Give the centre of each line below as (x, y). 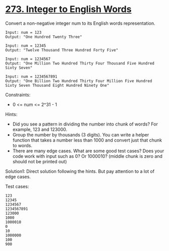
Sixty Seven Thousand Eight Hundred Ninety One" (57, 85)
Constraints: (18, 95)
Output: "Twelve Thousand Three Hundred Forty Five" (62, 50)
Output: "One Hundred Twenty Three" (44, 37)
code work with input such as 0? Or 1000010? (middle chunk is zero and (88, 156)
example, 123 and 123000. (40, 129)
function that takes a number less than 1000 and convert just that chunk (87, 140)
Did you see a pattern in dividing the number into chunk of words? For (85, 124)
